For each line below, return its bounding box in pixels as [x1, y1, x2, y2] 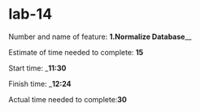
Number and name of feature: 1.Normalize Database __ [8, 32, 192, 41]
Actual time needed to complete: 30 [8, 94, 128, 104]
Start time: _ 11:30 [8, 62, 67, 73]
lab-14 [8, 5, 53, 24]
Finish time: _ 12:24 [8, 79, 72, 88]
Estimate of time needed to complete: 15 [8, 47, 144, 57]
